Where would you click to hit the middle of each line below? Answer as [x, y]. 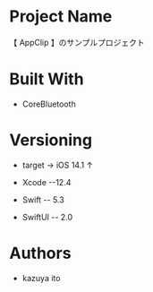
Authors [40, 253]
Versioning [51, 140]
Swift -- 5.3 [43, 200]
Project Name [61, 17]
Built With [47, 79]
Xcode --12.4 [47, 182]
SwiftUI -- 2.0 [47, 217]
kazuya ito [41, 278]
